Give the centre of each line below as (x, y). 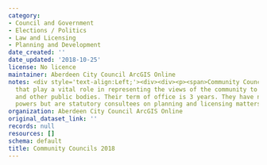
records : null (32, 126)
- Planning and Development (55, 45)
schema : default (35, 141)
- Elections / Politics (48, 30)
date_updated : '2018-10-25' (55, 60)
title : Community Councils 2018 (62, 148)
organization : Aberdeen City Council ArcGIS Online (95, 112)
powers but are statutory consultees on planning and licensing (124, 104)
